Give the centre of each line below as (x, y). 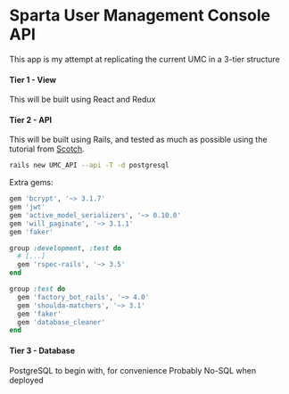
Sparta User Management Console (140, 16)
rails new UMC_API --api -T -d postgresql (89, 166)
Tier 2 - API (30, 119)
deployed (27, 380)
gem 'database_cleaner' (61, 322)
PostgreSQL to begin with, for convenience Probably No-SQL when (133, 370)
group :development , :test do (66, 248)
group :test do (37, 289)
